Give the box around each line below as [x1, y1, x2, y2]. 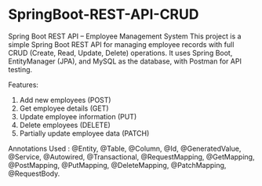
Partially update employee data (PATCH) [19, 128, 150, 138]
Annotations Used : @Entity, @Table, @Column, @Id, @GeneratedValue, [8, 144, 242, 153]
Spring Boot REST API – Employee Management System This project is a [8, 31, 242, 41]
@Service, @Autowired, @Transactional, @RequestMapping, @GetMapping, [8, 151, 255, 162]
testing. [8, 64, 33, 74]
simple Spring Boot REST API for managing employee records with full [8, 39, 235, 49]
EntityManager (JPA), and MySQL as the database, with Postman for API [8, 57, 242, 66]
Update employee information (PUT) [19, 111, 137, 121]
